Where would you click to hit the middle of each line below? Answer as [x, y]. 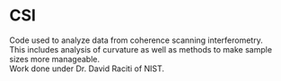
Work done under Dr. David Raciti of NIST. [87, 69]
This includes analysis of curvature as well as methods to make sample [140, 49]
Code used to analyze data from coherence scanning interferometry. [136, 40]
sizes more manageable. [55, 59]
